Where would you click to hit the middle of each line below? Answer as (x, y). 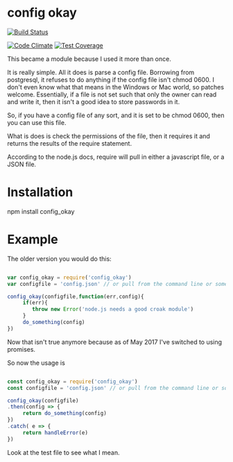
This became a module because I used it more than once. (89, 59)
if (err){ (35, 303)
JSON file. (22, 164)
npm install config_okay (41, 211)
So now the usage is (36, 363)
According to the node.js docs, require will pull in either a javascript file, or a (116, 157)
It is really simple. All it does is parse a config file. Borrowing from (101, 72)
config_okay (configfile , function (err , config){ (76, 296)
